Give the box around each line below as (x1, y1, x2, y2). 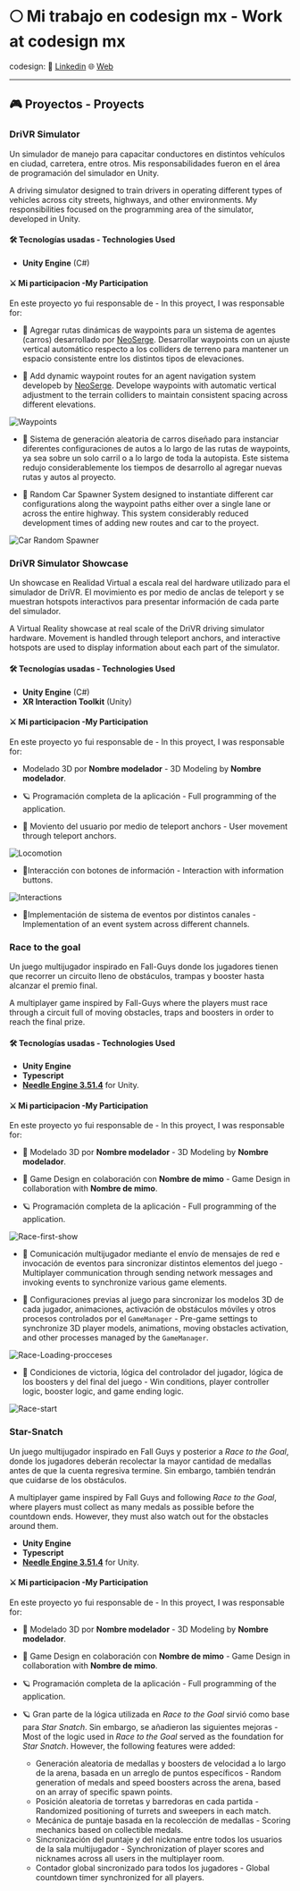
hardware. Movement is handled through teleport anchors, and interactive (9, 633, 281, 644)
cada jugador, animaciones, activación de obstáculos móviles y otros (21, 1304, 277, 1314)
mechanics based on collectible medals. (35, 1824, 184, 1835)
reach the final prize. (9, 1017, 86, 1027)
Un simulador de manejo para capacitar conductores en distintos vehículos (9, 148, 286, 159)
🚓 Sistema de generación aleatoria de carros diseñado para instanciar (21, 434, 279, 444)
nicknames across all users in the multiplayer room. (35, 1853, 225, 1863)
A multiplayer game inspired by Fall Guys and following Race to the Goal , (9, 1491, 277, 1502)
